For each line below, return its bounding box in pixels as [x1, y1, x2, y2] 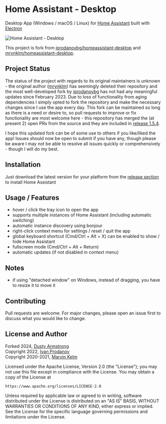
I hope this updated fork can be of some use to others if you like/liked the [5, 130, 156, 136]
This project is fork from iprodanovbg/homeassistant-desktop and [5, 44, 141, 50]
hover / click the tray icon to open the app [12, 206, 99, 213]
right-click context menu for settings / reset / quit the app [12, 228, 131, 234]
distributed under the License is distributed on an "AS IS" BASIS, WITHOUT [5, 397, 160, 403]
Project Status [5, 64, 51, 73]
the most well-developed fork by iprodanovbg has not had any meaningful [5, 88, 158, 94]
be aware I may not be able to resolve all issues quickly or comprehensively [5, 140, 161, 146]
